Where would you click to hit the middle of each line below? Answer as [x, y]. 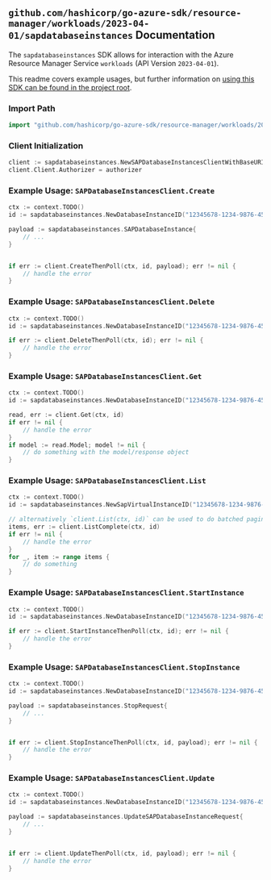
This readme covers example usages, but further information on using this [131, 79]
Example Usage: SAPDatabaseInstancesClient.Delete [112, 302]
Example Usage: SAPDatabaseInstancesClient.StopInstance [124, 667]
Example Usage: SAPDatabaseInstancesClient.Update [112, 778]
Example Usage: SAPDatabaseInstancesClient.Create [112, 190]
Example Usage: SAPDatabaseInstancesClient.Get [105, 376]
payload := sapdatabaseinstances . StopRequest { [88, 706]
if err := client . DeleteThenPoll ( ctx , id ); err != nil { [106, 340]
